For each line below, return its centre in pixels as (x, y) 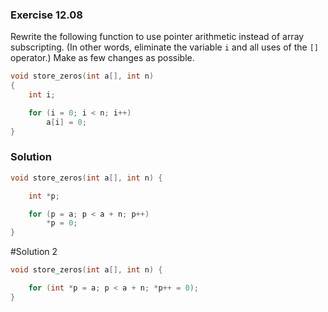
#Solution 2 (34, 252)
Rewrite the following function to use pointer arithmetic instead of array (157, 37)
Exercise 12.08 (46, 15)
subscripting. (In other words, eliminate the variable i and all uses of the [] (164, 47)
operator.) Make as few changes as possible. (102, 58)
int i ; (42, 95)
